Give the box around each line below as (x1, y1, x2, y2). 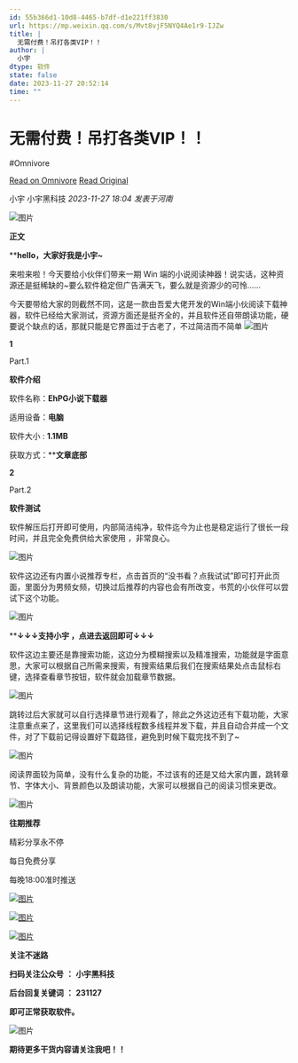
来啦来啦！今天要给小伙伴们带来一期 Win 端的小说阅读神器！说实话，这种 (9, 269, 277, 280)
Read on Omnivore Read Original (9, 175, 129, 186)
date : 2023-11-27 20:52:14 (9, 79, 109, 88)
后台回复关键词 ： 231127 (9, 988, 102, 998)
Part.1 (9, 356, 29, 366)
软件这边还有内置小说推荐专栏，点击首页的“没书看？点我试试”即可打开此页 (9, 571, 281, 581)
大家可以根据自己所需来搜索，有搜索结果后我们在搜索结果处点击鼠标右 (24, 660, 281, 671)
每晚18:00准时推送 (9, 875, 77, 886)
